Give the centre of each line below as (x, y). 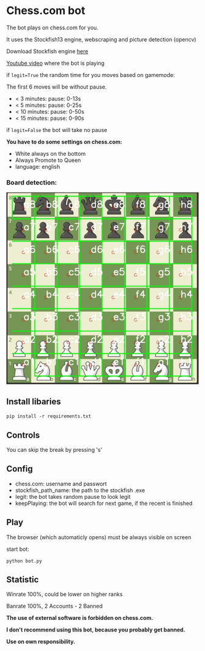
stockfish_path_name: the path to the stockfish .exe (80, 490)
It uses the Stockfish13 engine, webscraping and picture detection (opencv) (101, 39)
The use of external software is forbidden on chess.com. (80, 618)
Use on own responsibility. (41, 642)
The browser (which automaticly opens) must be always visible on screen (99, 537)
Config (20, 469)
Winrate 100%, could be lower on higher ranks (65, 594)
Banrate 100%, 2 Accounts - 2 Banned (55, 606)
